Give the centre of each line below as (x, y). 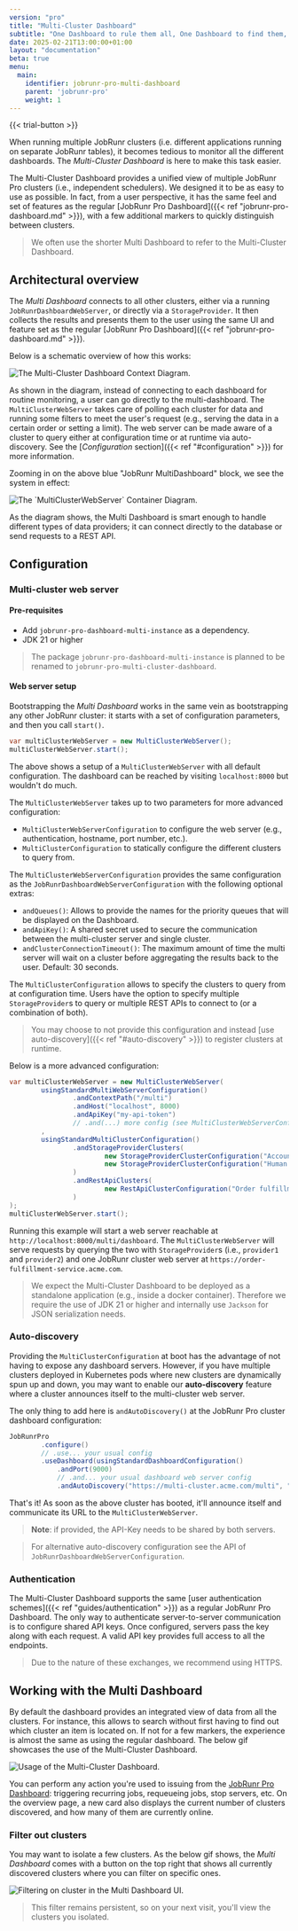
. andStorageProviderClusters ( (128, 1148)
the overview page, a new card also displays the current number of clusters (147, 1803)
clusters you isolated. (70, 1917)
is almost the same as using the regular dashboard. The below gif (129, 1740)
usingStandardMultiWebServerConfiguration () (125, 1090)
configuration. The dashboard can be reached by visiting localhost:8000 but (149, 776)
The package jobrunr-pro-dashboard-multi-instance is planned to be (158, 656)
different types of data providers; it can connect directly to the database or (146, 527)
